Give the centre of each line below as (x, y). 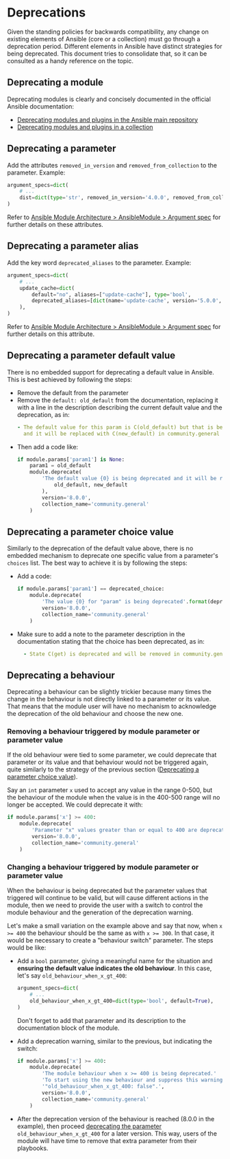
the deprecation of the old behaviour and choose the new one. (95, 714)
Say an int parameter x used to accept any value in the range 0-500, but (110, 790)
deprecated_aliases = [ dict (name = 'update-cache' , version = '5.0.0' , (127, 301)
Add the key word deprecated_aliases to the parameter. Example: (99, 262)
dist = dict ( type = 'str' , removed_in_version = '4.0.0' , (94, 198)
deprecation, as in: (43, 414)
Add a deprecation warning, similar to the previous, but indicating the (114, 1041)
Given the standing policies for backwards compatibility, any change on (108, 32)
